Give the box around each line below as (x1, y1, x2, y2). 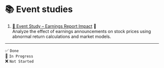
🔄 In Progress (5, 53, 33, 59)
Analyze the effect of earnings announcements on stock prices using (12, 28, 151, 34)
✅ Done (5, 47, 19, 53)
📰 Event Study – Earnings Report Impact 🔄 (12, 23, 97, 29)
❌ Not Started (5, 58, 34, 64)
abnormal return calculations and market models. (12, 34, 111, 39)
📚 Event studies (5, 4, 73, 15)
